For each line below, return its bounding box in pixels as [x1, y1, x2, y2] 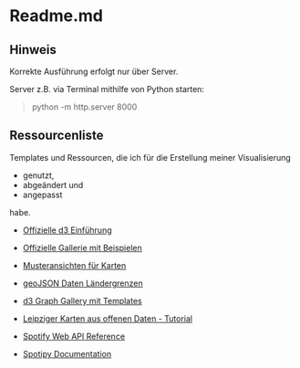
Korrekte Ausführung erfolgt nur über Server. [9, 66, 179, 77]
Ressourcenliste [9, 128, 104, 143]
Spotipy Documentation [22, 348, 112, 359]
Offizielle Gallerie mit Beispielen [22, 242, 143, 253]
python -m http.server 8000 [31, 101, 138, 112]
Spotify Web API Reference [22, 331, 126, 342]
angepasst [22, 189, 63, 200]
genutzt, [22, 170, 55, 181]
